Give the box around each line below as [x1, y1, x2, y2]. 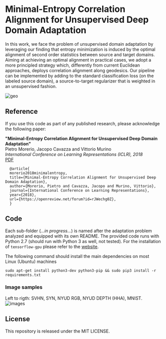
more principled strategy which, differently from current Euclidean [5, 62, 140, 68]
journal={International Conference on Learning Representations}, [9, 188, 150, 193]
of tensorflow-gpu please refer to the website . [5, 244, 99, 250]
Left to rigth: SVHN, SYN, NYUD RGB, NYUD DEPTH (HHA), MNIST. [5, 295, 143, 301]
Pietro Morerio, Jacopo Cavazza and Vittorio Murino [5, 146, 111, 152]
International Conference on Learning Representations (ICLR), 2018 [5, 151, 143, 157]
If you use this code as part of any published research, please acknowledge [5, 120, 160, 126]
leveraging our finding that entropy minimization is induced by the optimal [5, 46, 156, 52]
